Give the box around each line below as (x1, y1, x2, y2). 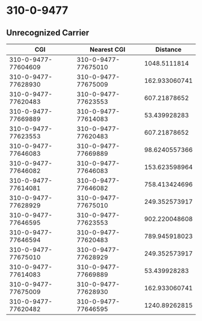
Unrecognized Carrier (6, 28, 90, 38)
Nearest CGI (90, 46, 126, 53)
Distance (155, 46, 182, 53)
